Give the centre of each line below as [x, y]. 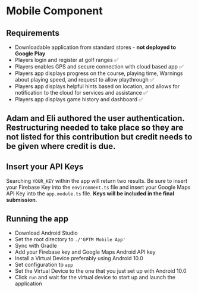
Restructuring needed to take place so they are [95, 128]
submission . [22, 200]
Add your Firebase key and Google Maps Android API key [85, 252]
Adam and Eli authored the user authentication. [95, 118]
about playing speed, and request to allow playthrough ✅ [84, 80]
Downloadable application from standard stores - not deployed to [95, 47]
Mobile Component [54, 11]
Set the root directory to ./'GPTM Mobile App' [70, 239]
